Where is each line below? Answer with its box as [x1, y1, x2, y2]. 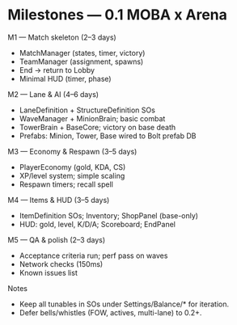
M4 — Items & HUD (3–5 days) [7, 195, 110, 205]
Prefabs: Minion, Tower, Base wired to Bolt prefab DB [19, 131, 197, 141]
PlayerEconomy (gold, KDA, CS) [19, 162, 126, 171]
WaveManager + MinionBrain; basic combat [19, 113, 166, 123]
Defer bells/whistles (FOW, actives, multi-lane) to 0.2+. [19, 307, 202, 317]
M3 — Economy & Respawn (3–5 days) [7, 146, 138, 156]
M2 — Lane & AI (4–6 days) [7, 89, 99, 99]
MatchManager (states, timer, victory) [19, 48, 146, 57]
